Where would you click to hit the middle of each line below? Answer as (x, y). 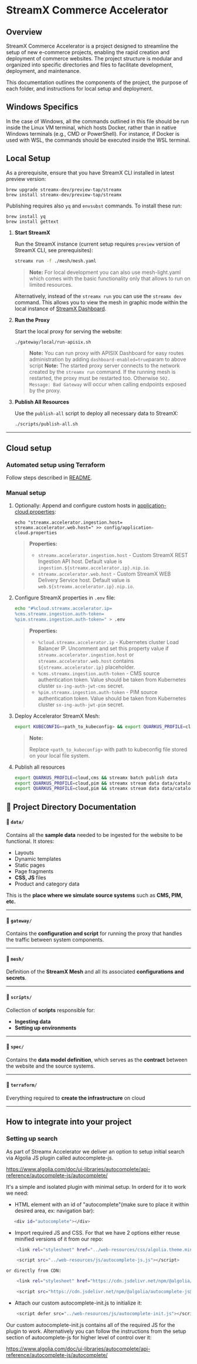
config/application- (129, 528)
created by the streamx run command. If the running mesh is (102, 372)
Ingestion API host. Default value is (80, 561)
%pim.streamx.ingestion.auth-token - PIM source (98, 692)
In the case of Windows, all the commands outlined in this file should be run (98, 121)
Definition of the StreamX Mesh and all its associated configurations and (95, 972)
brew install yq (26, 216)
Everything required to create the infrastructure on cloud (76, 1098)
